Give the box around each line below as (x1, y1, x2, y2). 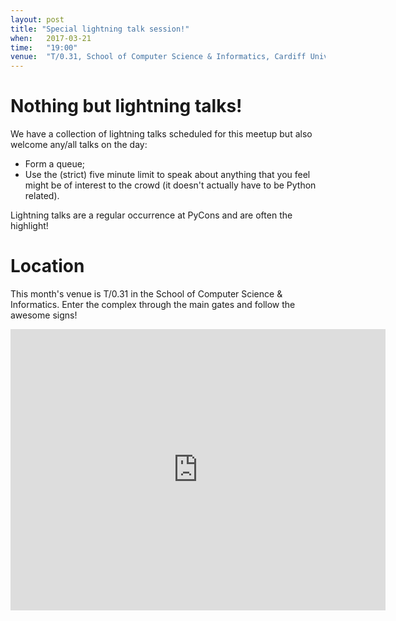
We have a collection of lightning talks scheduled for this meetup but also (10, 128, 313, 140)
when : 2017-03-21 (10, 33, 92, 43)
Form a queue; (24, 158, 86, 170)
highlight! (10, 220, 49, 232)
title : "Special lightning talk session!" (10, 24, 190, 34)
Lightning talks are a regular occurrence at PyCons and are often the (10, 209, 293, 221)
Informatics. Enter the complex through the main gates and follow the (10, 299, 296, 310)
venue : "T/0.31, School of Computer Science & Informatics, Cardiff (10, 52, 307, 62)
